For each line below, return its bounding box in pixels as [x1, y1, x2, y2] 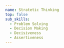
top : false [5, 12, 28, 17]
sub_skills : [5, 16, 30, 21]
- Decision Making [9, 26, 48, 31]
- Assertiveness [9, 35, 43, 40]
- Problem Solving [9, 21, 48, 26]
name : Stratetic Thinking [5, 7, 59, 12]
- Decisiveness [9, 30, 41, 35]
